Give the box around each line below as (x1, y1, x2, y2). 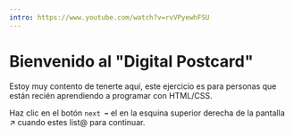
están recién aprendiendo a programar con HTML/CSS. (9, 90, 213, 100)
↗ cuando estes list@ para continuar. (9, 116, 146, 127)
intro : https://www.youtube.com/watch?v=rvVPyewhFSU (9, 12, 210, 22)
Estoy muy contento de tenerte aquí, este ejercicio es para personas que (9, 81, 277, 92)
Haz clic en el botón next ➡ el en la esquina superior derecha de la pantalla (9, 108, 286, 118)
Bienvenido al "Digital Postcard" (9, 51, 254, 71)
